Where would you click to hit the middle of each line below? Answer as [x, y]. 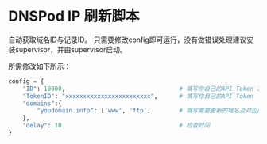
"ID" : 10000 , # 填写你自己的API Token [138, 89]
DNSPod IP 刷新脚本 [74, 16]
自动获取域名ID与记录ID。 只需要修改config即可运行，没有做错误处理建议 [128, 40]
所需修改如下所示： [40, 66]
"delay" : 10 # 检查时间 [116, 126]
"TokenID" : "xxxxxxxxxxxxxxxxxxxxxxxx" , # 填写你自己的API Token [138, 96]
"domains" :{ [42, 104]
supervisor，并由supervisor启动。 [71, 49]
